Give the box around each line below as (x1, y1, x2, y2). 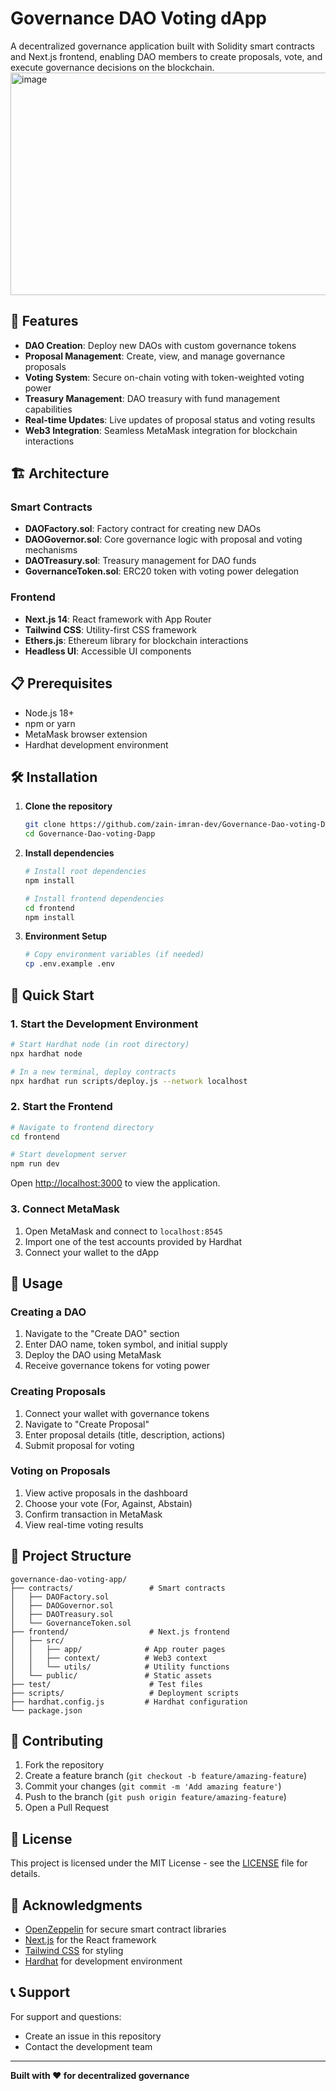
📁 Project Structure (10, 1548, 132, 1565)
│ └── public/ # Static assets (10, 1670, 213, 1681)
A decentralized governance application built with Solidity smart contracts (10, 40, 315, 52)
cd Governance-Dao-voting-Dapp (24, 829, 156, 839)
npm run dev (10, 1159, 60, 1169)
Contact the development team (24, 2040, 153, 2052)
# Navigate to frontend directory (10, 1122, 155, 1132)
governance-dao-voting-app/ (10, 1574, 128, 1584)
